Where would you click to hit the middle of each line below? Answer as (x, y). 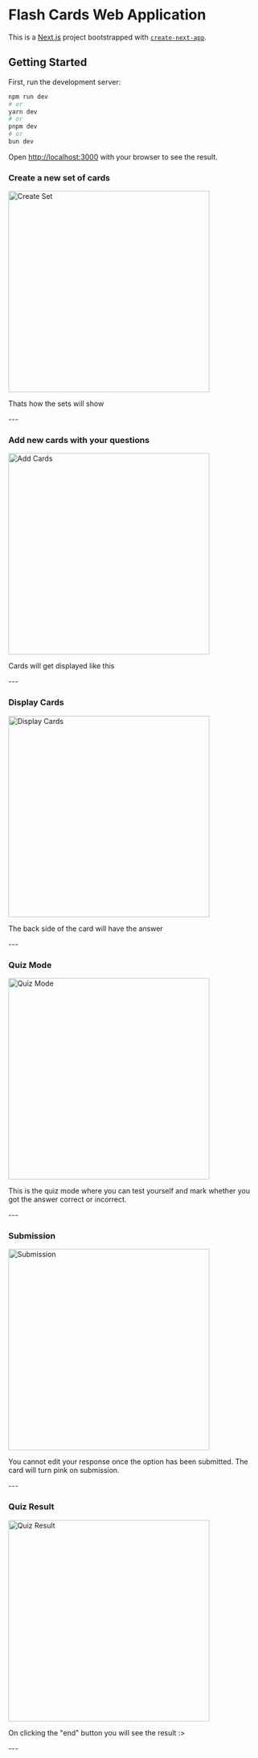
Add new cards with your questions (79, 441)
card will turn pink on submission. (64, 1471)
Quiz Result (31, 1507)
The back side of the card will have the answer (86, 929)
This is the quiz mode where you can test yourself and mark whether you (129, 1191)
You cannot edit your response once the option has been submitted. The (128, 1462)
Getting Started (48, 62)
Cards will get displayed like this (61, 666)
